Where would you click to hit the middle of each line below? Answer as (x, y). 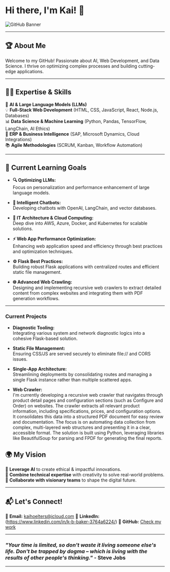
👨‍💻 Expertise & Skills (38, 92)
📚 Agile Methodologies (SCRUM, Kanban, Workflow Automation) (74, 145)
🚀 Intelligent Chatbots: (37, 203)
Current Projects (26, 316)
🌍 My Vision (26, 455)
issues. (20, 359)
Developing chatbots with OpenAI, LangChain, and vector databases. (84, 208)
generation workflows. (36, 299)
